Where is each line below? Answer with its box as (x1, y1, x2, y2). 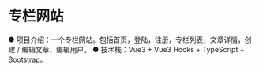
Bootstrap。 (8, 55, 47, 64)
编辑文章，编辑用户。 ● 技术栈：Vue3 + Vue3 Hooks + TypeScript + (21, 44, 245, 54)
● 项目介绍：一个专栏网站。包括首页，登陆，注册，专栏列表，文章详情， (8, 35, 245, 44)
